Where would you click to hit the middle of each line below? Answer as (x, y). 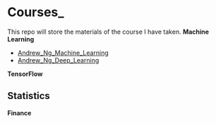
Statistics (29, 96)
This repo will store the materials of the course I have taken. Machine (108, 32)
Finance (19, 112)
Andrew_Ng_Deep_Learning (58, 60)
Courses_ (36, 12)
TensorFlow (25, 74)
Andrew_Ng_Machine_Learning (63, 53)
